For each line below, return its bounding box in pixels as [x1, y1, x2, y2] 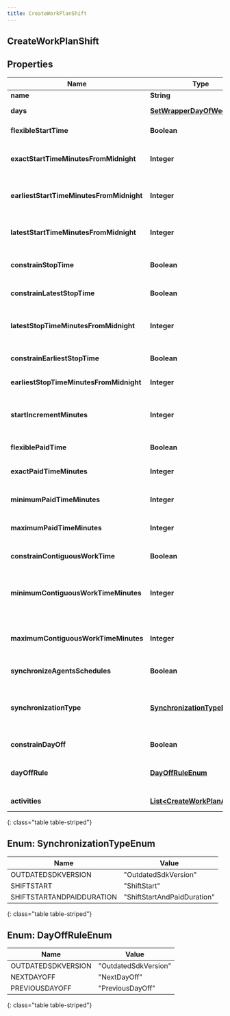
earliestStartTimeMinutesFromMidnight [10, 190, 143, 200]
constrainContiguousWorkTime [10, 551, 115, 560]
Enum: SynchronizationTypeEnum [7, 838, 155, 850]
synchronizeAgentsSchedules [10, 666, 112, 676]
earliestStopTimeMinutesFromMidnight [10, 377, 142, 387]
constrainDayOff [10, 739, 66, 749]
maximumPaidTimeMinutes [10, 523, 103, 532]
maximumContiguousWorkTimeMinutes [10, 633, 144, 643]
